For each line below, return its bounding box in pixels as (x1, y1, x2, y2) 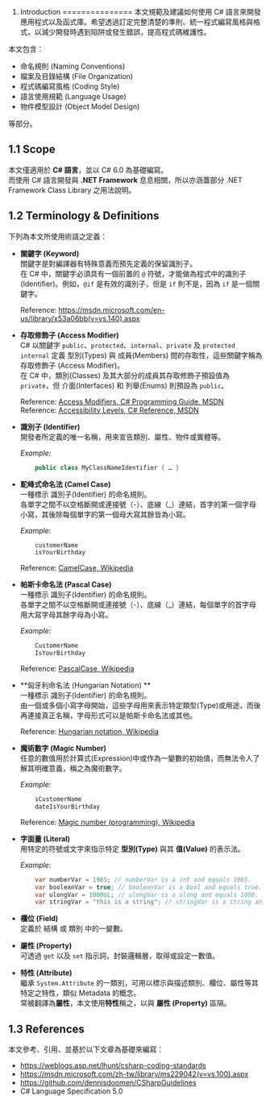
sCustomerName (35, 795, 82, 803)
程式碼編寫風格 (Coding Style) (19, 81, 120, 91)
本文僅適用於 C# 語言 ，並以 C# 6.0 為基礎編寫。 (8, 164, 168, 175)
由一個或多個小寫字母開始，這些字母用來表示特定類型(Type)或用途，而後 (19, 700, 261, 710)
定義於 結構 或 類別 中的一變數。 (19, 923, 127, 933)
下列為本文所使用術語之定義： (8, 231, 107, 241)
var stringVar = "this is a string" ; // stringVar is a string (35, 898, 252, 907)
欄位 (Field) (19, 914, 59, 923)
